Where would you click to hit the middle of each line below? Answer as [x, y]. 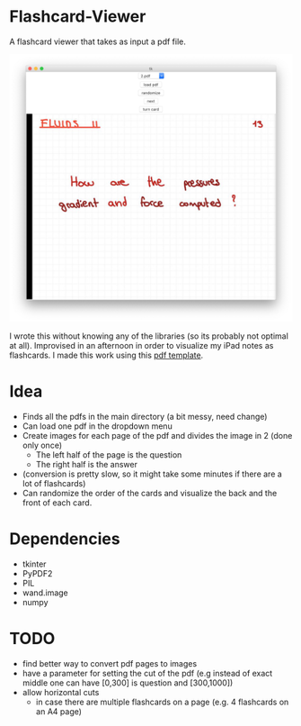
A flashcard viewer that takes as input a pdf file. [98, 41]
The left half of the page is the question [109, 454]
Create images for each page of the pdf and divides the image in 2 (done [157, 435]
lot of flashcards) [54, 483]
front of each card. [57, 503]
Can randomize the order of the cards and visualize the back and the [150, 493]
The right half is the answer [86, 464]
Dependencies [65, 539]
